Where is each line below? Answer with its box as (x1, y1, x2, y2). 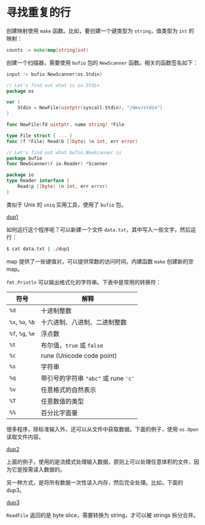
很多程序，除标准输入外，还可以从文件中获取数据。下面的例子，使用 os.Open (6, 425, 199, 433)
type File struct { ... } (6, 133, 72, 139)
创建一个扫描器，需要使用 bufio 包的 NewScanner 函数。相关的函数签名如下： (6, 59, 199, 66)
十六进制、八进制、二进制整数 (40, 317, 127, 326)
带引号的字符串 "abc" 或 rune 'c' (40, 374, 135, 383)
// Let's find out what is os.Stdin (6, 82, 100, 88)
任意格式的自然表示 (40, 385, 97, 394)
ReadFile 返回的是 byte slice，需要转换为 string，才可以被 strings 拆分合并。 (6, 511, 199, 519)
